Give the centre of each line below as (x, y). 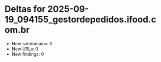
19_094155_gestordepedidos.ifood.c (80, 19)
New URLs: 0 (25, 49)
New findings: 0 (28, 54)
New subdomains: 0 (32, 43)
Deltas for (25, 9)
